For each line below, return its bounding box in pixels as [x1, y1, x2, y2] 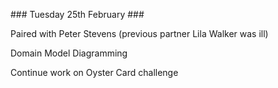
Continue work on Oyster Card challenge [10, 67, 179, 78]
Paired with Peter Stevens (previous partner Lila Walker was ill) [10, 28, 269, 39]
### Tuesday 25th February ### [10, 9, 145, 20]
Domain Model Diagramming [10, 47, 128, 59]
